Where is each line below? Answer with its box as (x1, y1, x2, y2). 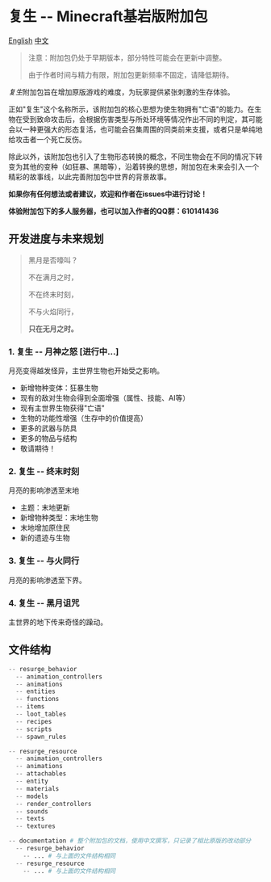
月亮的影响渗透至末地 (8, 485, 79, 495)
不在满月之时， (27, 272, 78, 282)
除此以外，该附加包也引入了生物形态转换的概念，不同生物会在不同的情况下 (8, 151, 256, 162)
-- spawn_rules (15, 733, 67, 741)
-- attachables (15, 770, 67, 778)
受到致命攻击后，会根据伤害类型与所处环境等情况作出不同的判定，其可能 (22, 114, 263, 124)
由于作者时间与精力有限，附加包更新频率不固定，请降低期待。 (27, 69, 234, 79)
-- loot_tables (15, 710, 67, 718)
